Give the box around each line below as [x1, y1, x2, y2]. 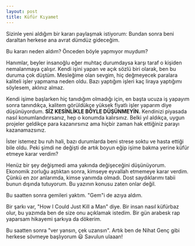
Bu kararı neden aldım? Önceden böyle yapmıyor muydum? [6, 47, 148, 54]
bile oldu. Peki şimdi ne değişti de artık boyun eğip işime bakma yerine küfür [6, 144, 190, 151]
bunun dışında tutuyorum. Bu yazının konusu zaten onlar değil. [6, 180, 156, 187]
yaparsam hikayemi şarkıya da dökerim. [6, 215, 102, 223]
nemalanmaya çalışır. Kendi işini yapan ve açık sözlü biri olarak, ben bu [6, 65, 176, 72]
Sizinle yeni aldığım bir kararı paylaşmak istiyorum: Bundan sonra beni [6, 30, 174, 37]
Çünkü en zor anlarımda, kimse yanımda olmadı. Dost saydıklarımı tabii [6, 174, 176, 181]
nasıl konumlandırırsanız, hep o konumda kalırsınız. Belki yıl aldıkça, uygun [6, 114, 185, 121]
